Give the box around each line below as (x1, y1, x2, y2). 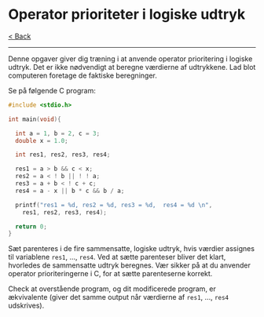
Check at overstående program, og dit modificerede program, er (8, 284, 216, 293)
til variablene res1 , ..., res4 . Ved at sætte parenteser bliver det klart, (8, 253, 226, 262)
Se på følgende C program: (8, 86, 97, 95)
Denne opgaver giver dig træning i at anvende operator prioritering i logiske (8, 53, 253, 64)
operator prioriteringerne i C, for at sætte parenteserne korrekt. (8, 269, 213, 279)
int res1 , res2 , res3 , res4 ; (15, 151, 111, 158)
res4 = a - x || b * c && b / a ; (15, 187, 125, 195)
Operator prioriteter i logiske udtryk (8, 5, 246, 24)
